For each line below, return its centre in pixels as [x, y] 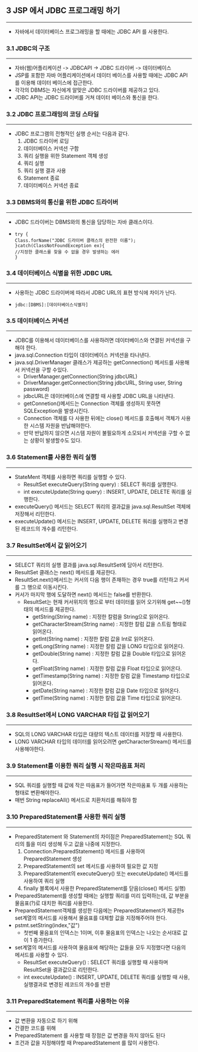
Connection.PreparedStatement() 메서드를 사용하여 [84, 851]
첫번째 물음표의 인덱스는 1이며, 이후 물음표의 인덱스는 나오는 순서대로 [102, 933]
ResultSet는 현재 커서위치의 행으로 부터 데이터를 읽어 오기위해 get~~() [105, 601]
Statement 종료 [42, 178]
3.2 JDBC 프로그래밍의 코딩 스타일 [52, 114]
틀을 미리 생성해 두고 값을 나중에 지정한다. [74, 844]
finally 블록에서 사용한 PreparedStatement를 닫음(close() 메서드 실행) [105, 888]
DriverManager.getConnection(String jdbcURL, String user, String [103, 383]
